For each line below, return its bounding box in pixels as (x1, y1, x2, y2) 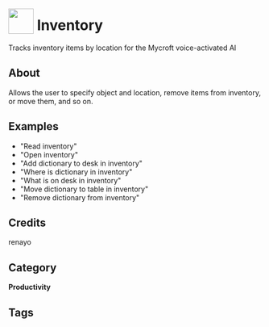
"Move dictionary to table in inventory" (19, 184, 149, 194)
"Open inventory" (19, 149, 79, 159)
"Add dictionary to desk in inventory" (19, 158, 143, 168)
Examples (8, 119, 59, 133)
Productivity (8, 283, 51, 292)
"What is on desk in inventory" (19, 175, 122, 185)
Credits (8, 216, 47, 229)
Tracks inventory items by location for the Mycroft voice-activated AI (8, 43, 237, 52)
